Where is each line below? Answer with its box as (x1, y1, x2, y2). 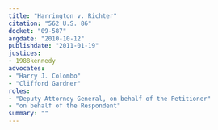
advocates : (8, 65, 45, 73)
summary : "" (8, 110, 48, 118)
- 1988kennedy (8, 57, 57, 65)
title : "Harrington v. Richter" (8, 11, 117, 20)
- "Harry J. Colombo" (8, 72, 82, 80)
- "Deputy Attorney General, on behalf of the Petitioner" (8, 94, 212, 103)
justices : (8, 49, 42, 57)
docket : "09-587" (8, 27, 67, 35)
